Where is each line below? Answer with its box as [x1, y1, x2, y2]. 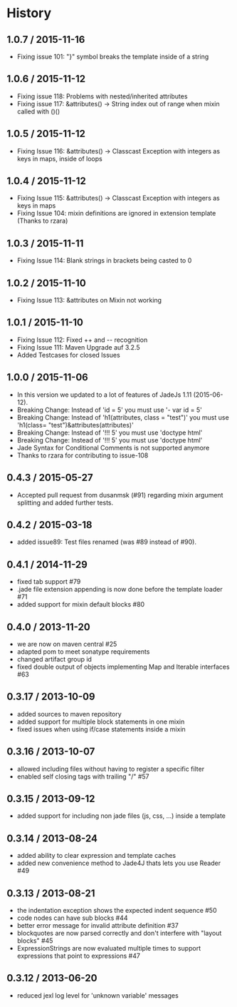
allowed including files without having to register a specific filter [16, 764, 204, 773]
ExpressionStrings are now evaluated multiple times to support [16, 944, 201, 952]
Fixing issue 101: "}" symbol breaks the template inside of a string [16, 52, 209, 61]
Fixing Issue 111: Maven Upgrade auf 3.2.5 [16, 343, 140, 351]
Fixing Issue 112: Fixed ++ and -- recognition [16, 335, 148, 344]
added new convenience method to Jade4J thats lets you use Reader [16, 859, 221, 868]
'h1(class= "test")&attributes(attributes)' [16, 420, 135, 429]
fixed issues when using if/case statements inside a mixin [16, 724, 186, 733]
